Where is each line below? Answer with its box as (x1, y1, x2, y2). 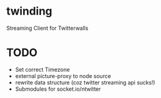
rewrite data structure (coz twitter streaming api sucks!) (15, 79, 156, 86)
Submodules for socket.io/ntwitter (15, 85, 101, 93)
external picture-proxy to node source (15, 72, 112, 80)
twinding (6, 4, 52, 18)
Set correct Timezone (15, 66, 70, 73)
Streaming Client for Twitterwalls (6, 24, 88, 32)
